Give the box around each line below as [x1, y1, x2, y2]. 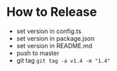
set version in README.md [16, 41, 92, 50]
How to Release [6, 4, 97, 20]
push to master [16, 49, 60, 57]
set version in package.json [16, 34, 95, 42]
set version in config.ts [16, 27, 82, 35]
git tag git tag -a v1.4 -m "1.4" [16, 56, 111, 64]
